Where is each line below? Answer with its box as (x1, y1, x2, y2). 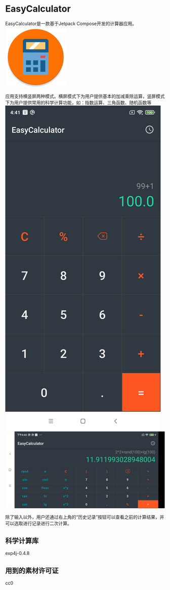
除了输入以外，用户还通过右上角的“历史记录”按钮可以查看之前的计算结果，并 (5, 514, 164, 520)
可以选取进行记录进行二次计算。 (5, 520, 72, 526)
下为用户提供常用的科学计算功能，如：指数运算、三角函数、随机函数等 (5, 100, 152, 106)
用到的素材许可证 (5, 566, 59, 575)
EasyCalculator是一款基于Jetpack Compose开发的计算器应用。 (5, 20, 137, 26)
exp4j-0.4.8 (5, 550, 30, 556)
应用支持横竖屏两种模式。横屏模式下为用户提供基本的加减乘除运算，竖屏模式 (5, 93, 165, 99)
